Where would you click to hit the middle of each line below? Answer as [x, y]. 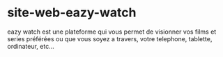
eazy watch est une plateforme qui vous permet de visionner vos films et [112, 32]
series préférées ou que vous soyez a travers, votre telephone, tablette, [110, 38]
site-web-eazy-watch [72, 13]
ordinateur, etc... [31, 46]
